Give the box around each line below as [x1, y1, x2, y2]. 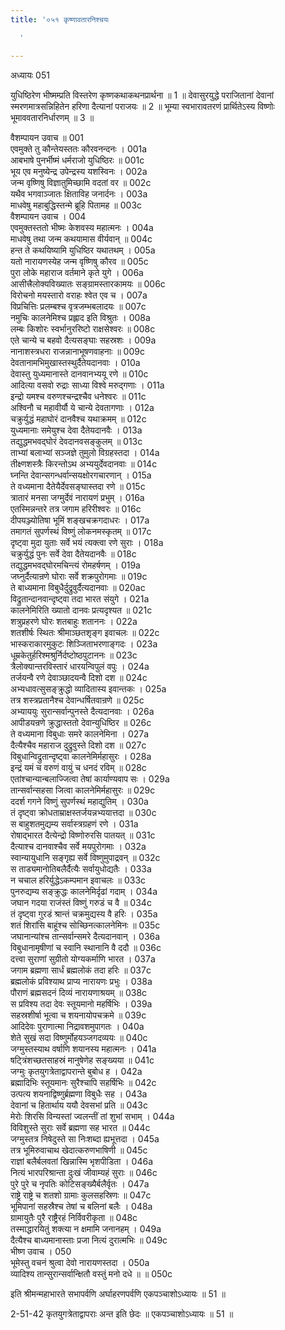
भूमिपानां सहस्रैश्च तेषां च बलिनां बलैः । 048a [10, 1200, 153, 1212]
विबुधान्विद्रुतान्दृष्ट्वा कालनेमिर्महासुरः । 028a [10, 750, 152, 762]
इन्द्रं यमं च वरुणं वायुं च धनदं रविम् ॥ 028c [10, 761, 147, 773]
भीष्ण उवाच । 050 [10, 1245, 72, 1257]
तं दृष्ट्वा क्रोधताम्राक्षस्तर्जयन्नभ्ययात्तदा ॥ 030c [10, 806, 157, 818]
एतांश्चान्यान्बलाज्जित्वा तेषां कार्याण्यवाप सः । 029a [10, 772, 170, 785]
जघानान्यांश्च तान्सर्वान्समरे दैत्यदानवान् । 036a [10, 930, 161, 942]
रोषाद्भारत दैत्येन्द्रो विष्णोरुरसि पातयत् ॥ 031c [10, 829, 156, 841]
